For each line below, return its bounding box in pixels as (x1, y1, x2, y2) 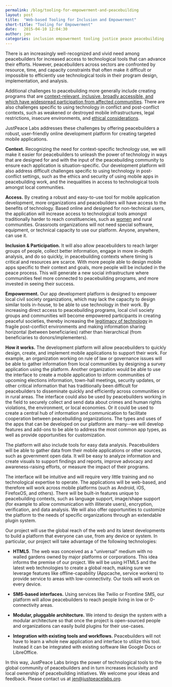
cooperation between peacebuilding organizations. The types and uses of (5, 415, 162, 421)
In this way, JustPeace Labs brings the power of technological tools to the (5, 659, 162, 665)
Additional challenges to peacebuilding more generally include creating (5, 87, 156, 94)
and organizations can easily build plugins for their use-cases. (12, 623, 145, 629)
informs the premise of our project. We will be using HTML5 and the (12, 559, 157, 565)
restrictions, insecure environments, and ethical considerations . (5, 115, 140, 121)
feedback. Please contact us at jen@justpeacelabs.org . (5, 675, 122, 682)
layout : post (5, 12, 33, 17)
